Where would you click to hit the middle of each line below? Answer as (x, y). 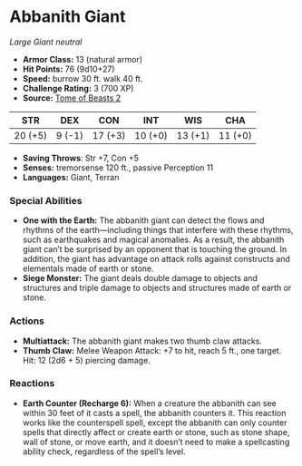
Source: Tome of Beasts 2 (72, 98)
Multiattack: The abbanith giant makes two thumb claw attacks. (142, 341)
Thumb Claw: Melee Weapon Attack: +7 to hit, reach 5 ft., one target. (152, 350)
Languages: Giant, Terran (71, 177)
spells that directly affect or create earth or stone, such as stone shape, (156, 432)
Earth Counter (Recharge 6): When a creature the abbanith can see (149, 403)
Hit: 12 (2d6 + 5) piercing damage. (87, 360)
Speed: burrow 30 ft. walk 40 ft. (83, 78)
